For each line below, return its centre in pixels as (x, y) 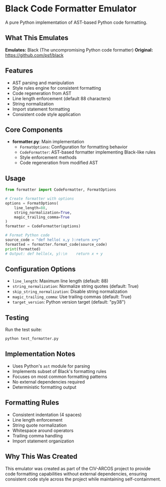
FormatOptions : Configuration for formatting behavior (74, 147)
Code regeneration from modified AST (59, 163)
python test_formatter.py (32, 339)
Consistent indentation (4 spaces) (47, 415)
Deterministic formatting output (44, 387)
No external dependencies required (49, 381)
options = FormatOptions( (32, 203)
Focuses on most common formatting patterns (60, 377)
